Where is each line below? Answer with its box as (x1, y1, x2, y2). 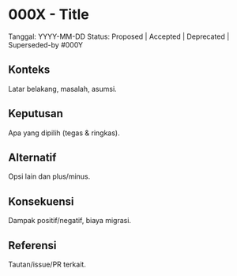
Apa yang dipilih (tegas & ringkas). (8, 128, 120, 138)
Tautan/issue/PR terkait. (8, 259, 87, 269)
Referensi (8, 239, 57, 252)
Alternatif (8, 150, 57, 164)
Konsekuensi (8, 195, 74, 208)
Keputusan (8, 107, 63, 120)
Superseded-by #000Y (8, 40, 84, 49)
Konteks (8, 63, 51, 77)
